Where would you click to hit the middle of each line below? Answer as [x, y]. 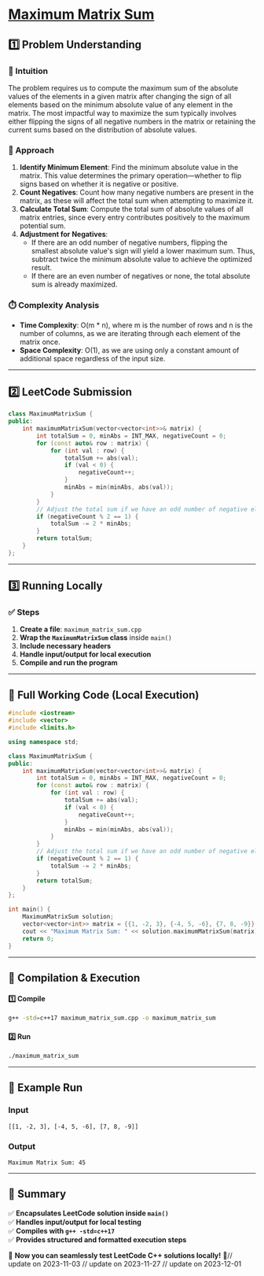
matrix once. [40, 342]
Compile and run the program [68, 663]
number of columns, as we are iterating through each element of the [130, 334]
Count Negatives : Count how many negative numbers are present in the [136, 192]
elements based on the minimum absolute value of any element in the [121, 105]
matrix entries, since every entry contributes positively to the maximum [134, 217]
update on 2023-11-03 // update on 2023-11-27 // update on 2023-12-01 [125, 1263]
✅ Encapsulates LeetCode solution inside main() [88, 1213]
